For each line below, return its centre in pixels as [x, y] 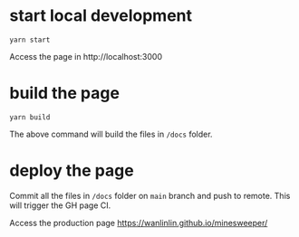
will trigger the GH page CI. [60, 205]
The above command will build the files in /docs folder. [111, 134]
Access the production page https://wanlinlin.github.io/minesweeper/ [139, 223]
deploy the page [72, 171]
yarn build [30, 117]
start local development [101, 16]
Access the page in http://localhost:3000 [86, 56]
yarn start [30, 40]
